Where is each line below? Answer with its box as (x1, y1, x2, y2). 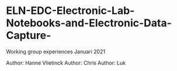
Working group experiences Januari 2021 (6, 48, 106, 55)
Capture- (6, 29, 51, 42)
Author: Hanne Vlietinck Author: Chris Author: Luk (6, 59, 126, 66)
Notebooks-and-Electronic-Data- (6, 16, 172, 30)
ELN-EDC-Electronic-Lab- (6, 4, 135, 17)
